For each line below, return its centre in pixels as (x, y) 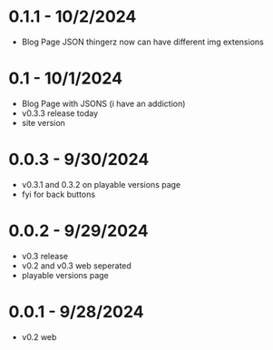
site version (43, 122)
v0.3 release (45, 256)
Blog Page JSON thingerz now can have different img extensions (142, 42)
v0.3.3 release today (60, 113)
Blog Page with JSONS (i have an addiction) (103, 103)
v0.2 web (39, 336)
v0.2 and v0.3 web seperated (77, 266)
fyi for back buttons (58, 194)
